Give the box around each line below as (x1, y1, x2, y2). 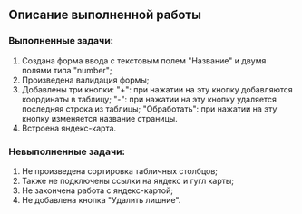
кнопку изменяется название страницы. (21, 112, 178, 123)
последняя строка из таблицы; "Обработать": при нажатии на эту (21, 103, 278, 114)
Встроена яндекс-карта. (21, 122, 117, 133)
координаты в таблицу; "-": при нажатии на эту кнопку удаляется (21, 93, 278, 104)
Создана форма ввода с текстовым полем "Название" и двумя (21, 54, 267, 66)
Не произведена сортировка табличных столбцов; (21, 165, 219, 176)
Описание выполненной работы (8, 7, 201, 23)
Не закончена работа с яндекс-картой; (21, 185, 174, 196)
